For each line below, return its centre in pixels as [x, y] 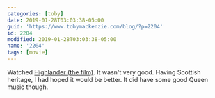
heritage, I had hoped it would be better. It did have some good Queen [108, 79]
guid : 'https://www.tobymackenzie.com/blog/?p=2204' [85, 26]
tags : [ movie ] [28, 53]
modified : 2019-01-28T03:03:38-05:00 [62, 40]
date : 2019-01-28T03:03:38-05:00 [56, 20]
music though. [28, 87]
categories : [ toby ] [35, 14]
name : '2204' [26, 46]
